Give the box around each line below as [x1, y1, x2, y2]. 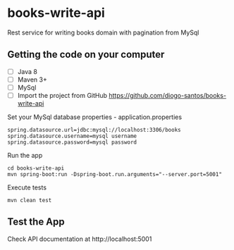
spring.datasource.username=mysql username [7, 132, 137, 139]
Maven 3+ [17, 75, 47, 84]
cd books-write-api [7, 165, 65, 172]
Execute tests [7, 183, 47, 192]
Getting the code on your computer [7, 49, 165, 61]
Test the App [7, 216, 65, 228]
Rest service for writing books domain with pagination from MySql [7, 28, 199, 37]
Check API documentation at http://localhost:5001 [7, 235, 152, 243]
